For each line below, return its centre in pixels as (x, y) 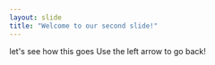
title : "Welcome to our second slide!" (84, 26)
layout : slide (36, 17)
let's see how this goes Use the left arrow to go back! (107, 51)
